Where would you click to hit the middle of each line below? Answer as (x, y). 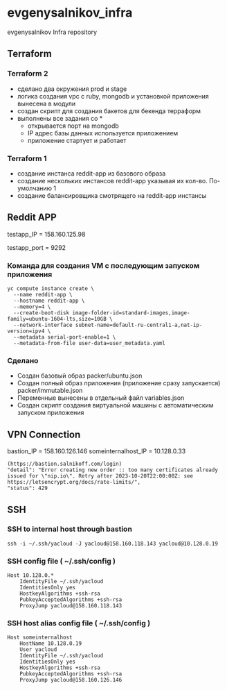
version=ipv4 (26, 331)
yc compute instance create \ (51, 289)
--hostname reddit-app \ (49, 301)
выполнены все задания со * (60, 118)
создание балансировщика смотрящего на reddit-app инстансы (112, 195)
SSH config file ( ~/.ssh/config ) (62, 561)
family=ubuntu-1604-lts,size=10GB (57, 319)
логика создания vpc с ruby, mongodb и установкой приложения (113, 96)
